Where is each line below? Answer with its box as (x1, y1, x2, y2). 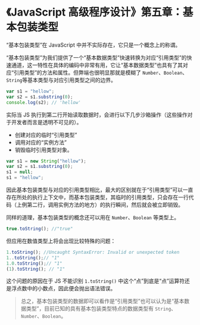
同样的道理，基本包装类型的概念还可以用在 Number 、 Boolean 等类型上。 (6, 214, 180, 221)
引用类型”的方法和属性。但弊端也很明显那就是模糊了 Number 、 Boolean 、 (14, 69, 188, 76)
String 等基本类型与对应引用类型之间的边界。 (6, 76, 116, 84)
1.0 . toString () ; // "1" (6, 260, 62, 266)
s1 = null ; (6, 169, 33, 175)
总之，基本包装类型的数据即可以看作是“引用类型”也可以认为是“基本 (20, 298, 185, 305)
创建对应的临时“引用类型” (14, 131, 77, 138)
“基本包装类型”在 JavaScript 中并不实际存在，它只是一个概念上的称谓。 (6, 41, 181, 48)
